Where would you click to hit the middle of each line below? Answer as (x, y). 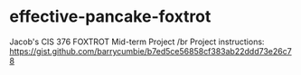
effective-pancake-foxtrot (110, 17)
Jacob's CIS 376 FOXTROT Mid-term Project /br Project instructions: (137, 42)
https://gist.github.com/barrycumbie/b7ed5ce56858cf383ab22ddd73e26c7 (150, 51)
